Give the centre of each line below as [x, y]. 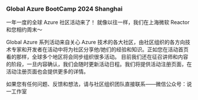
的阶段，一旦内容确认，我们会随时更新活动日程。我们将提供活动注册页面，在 [99, 64]
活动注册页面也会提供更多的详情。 [47, 72]
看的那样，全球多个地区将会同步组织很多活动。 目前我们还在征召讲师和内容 [97, 57]
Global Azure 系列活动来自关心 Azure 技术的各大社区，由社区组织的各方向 [96, 42]
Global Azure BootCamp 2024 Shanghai [64, 9]
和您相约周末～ [24, 30]
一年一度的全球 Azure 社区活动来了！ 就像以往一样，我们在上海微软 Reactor [98, 22]
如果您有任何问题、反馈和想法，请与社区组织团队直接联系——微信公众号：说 [99, 84]
